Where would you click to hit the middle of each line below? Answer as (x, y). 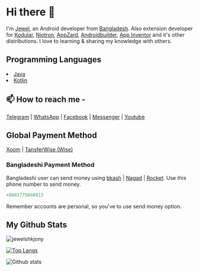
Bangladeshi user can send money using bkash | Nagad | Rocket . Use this (96, 178)
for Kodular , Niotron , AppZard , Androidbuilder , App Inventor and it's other (95, 34)
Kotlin (21, 80)
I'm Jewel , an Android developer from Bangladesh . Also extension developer (99, 28)
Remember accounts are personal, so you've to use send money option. (94, 206)
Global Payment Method (52, 135)
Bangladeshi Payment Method (50, 165)
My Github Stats (36, 225)
